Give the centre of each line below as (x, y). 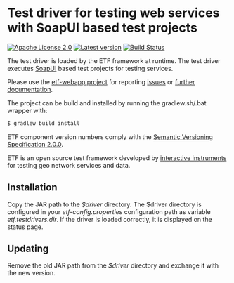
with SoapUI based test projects (103, 28)
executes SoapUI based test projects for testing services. (90, 68)
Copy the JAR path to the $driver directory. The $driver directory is (104, 204)
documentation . (30, 89)
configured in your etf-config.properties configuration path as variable (109, 211)
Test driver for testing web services (113, 13)
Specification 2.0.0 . (35, 144)
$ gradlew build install (44, 123)
